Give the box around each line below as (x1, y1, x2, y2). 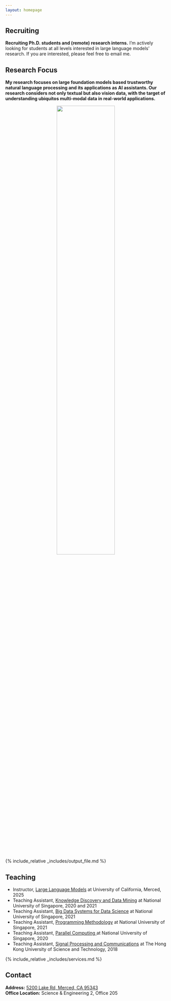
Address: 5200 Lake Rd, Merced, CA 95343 (5, 984, 99, 990)
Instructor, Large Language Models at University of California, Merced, (12, 886, 162, 893)
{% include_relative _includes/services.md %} (5, 956, 102, 962)
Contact (5, 971, 32, 980)
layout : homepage (5, 7, 42, 13)
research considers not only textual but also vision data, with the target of (5, 90, 165, 96)
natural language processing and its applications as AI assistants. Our (5, 85, 157, 91)
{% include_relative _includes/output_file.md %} (5, 858, 106, 864)
